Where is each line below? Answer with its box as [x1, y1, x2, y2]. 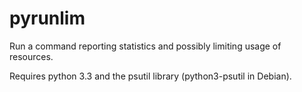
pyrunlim [9, 7, 86, 30]
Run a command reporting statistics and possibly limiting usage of [9, 40, 282, 52]
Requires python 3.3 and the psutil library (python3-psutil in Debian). [9, 70, 292, 82]
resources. [9, 50, 54, 62]
